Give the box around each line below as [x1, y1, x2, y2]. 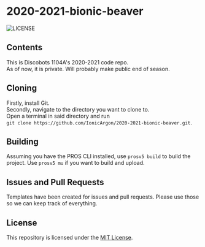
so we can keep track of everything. [6, 200, 98, 207]
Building [6, 136, 39, 146]
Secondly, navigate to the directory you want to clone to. [6, 105, 150, 113]
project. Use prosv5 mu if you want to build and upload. [6, 159, 145, 167]
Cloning [6, 83, 37, 93]
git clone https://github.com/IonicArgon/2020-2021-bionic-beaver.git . [6, 118, 192, 126]
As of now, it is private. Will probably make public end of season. [6, 65, 170, 72]
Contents [6, 42, 43, 53]
